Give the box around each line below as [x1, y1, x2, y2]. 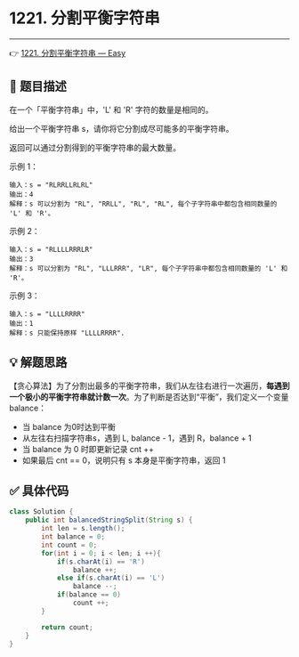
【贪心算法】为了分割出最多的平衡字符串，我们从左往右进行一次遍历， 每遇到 [9, 380, 290, 391]
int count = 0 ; [41, 540, 98, 549]
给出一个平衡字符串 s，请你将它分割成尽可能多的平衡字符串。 [9, 123, 234, 134]
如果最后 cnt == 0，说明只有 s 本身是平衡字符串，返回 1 [21, 455, 226, 466]
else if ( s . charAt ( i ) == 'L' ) [56, 573, 166, 583]
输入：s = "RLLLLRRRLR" [9, 245, 93, 254]
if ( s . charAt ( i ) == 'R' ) [56, 557, 145, 566]
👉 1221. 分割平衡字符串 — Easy [9, 47, 126, 58]
